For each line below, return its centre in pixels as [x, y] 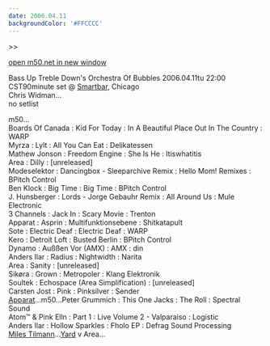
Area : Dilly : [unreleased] [51, 162]
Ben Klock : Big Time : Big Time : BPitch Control [88, 188]
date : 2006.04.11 [38, 16]
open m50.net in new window [57, 62]
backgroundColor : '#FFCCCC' [56, 23]
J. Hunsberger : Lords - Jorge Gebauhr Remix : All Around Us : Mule [122, 196]
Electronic [25, 205]
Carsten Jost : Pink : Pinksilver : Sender [74, 291]
